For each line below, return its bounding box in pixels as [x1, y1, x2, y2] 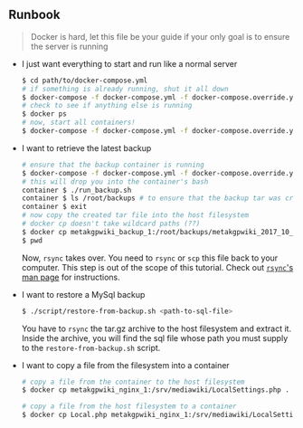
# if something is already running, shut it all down [21, 84, 229, 93]
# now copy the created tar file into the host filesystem [21, 211, 250, 220]
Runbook [8, 7, 61, 23]
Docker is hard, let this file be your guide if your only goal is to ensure [30, 31, 290, 42]
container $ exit [21, 203, 88, 212]
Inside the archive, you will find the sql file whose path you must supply [21, 332, 289, 343]
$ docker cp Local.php [21, 411, 108, 420]
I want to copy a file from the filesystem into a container [21, 359, 230, 370]
